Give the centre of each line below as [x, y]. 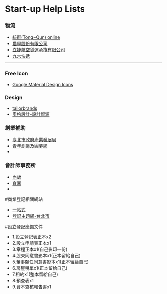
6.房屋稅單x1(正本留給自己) [40, 268]
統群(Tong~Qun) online [36, 37]
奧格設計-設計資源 [31, 114]
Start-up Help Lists [45, 9]
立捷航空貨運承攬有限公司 [39, 50]
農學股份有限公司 [30, 44]
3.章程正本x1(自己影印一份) [40, 249]
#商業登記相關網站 [24, 199]
